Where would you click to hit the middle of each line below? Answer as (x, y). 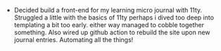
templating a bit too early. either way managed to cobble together (109, 25)
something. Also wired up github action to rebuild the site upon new (112, 32)
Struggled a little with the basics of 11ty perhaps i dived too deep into (114, 17)
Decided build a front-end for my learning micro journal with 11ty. (108, 10)
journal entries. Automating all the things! (74, 40)
